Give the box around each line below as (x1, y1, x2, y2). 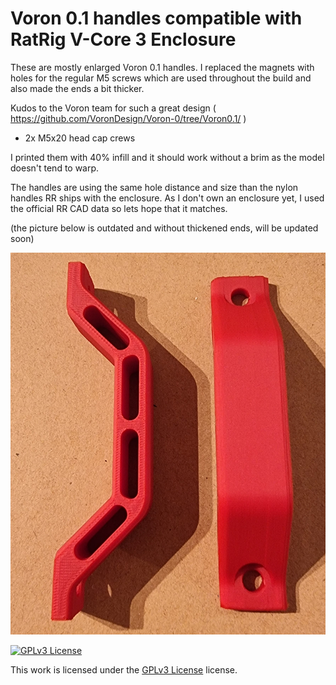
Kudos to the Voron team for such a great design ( (10, 102, 217, 114)
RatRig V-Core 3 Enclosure (10, 28, 237, 51)
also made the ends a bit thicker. (10, 82, 145, 94)
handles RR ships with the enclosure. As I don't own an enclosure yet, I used (10, 192, 325, 204)
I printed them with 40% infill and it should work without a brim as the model (10, 151, 325, 163)
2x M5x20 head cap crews (24, 132, 136, 144)
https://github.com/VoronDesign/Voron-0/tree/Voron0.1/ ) (10, 112, 247, 124)
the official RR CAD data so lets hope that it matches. (10, 202, 228, 214)
